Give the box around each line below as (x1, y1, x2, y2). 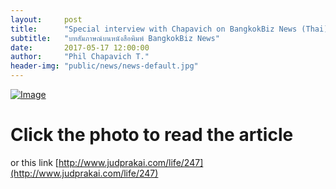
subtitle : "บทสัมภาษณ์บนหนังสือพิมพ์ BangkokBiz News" (10, 33, 220, 43)
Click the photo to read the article (10, 124, 294, 146)
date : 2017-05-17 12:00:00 (10, 42, 150, 53)
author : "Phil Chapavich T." (10, 52, 150, 62)
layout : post (10, 14, 83, 25)
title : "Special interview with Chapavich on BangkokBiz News (10, 24, 298, 34)
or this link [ (10, 156, 59, 168)
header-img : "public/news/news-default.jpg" (10, 61, 199, 71)
